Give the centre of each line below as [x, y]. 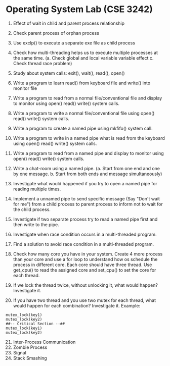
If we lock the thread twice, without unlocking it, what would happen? [86, 285]
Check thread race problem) [42, 63]
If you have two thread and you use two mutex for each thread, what [84, 300]
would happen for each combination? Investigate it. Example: [77, 305]
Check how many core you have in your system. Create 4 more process [88, 254]
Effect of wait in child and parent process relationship [69, 23]
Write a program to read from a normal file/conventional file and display [88, 98]
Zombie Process [30, 347]
